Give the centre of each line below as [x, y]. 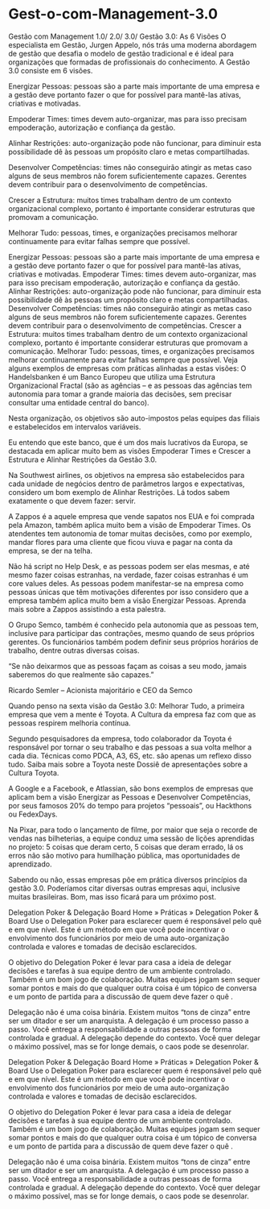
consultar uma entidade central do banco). [79, 402]
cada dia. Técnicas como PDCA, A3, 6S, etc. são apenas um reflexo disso [130, 755]
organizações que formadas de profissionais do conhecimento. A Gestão [129, 62]
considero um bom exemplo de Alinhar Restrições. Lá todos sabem [119, 492]
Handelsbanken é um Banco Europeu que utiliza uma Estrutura [112, 376]
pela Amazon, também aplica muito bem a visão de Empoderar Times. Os [130, 525]
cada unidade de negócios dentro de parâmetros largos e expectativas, [127, 484]
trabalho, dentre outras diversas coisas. [74, 650]
